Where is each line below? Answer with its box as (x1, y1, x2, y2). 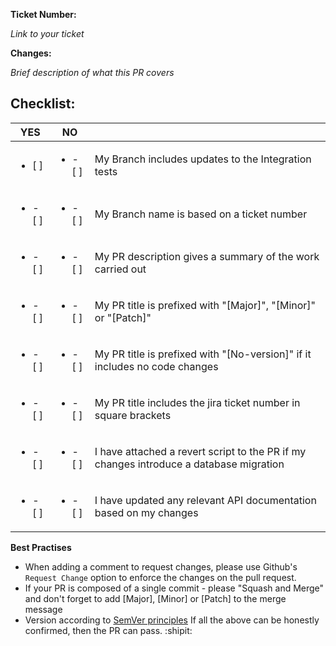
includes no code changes (94, 359, 219, 373)
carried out (94, 262, 147, 276)
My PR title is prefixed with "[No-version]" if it (94, 347, 312, 361)
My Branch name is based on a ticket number (94, 207, 308, 221)
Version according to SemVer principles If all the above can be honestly (24, 614, 320, 626)
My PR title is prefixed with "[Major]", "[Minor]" (94, 298, 317, 312)
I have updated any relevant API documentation (94, 493, 317, 507)
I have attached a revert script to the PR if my (94, 444, 307, 458)
